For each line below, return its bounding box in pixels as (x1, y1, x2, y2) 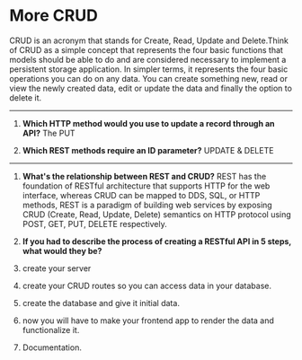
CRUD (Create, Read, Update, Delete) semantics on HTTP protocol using (22, 208, 292, 220)
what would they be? (22, 245, 102, 256)
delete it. (9, 92, 42, 103)
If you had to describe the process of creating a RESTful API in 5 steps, (22, 235, 292, 247)
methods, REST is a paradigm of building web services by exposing (22, 199, 272, 210)
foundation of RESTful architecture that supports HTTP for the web (22, 180, 271, 191)
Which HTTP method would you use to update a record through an (22, 118, 276, 128)
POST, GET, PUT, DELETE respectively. (22, 218, 168, 229)
